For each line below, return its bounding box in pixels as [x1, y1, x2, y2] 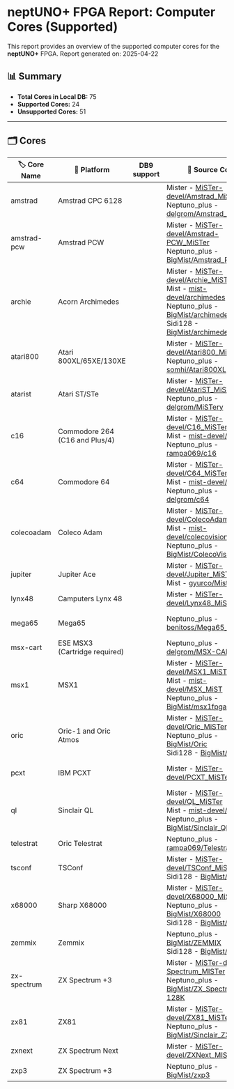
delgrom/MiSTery [166, 402, 224, 412]
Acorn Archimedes [58, 297, 120, 307]
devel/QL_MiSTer [166, 796, 223, 806]
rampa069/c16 [166, 448, 217, 458]
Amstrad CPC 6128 [58, 196, 123, 206]
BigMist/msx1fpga [166, 702, 227, 711]
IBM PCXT [58, 768, 92, 778]
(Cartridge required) [58, 647, 124, 656]
